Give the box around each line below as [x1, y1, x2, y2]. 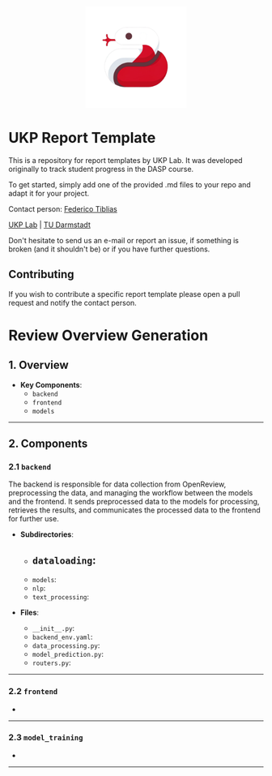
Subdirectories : [19, 529, 74, 539]
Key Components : [19, 379, 83, 389]
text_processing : [32, 592, 90, 602]
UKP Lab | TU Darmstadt [8, 220, 91, 229]
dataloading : [32, 553, 96, 567]
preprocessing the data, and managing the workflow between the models [8, 488, 253, 498]
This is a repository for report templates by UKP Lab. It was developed [8, 155, 243, 165]
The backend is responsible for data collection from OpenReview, [8, 479, 227, 489]
